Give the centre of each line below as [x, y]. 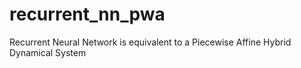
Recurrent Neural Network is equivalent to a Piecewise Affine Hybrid [150, 42]
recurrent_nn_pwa [87, 14]
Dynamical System [48, 52]
